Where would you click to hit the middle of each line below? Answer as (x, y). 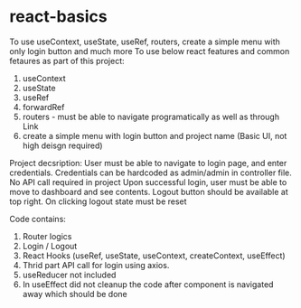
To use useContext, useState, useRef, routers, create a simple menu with (145, 42)
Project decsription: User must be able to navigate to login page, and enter (148, 163)
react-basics (58, 17)
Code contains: (38, 219)
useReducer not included (69, 275)
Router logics (47, 236)
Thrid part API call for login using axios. (96, 265)
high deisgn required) (62, 145)
